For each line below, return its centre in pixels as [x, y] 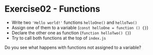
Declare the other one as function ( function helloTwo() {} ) [71, 33]
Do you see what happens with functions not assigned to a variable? [73, 47]
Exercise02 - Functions [52, 9]
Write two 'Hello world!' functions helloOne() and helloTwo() [74, 22]
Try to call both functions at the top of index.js [59, 38]
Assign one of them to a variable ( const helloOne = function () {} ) [80, 27]
